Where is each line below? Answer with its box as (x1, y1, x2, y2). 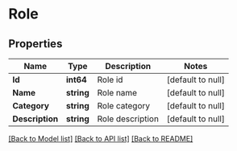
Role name (97, 88, 138, 98)
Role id (97, 74, 123, 85)
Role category (97, 100, 151, 111)
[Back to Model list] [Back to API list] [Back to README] (8, 134, 193, 143)
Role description (97, 113, 160, 124)
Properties (8, 37, 63, 51)
